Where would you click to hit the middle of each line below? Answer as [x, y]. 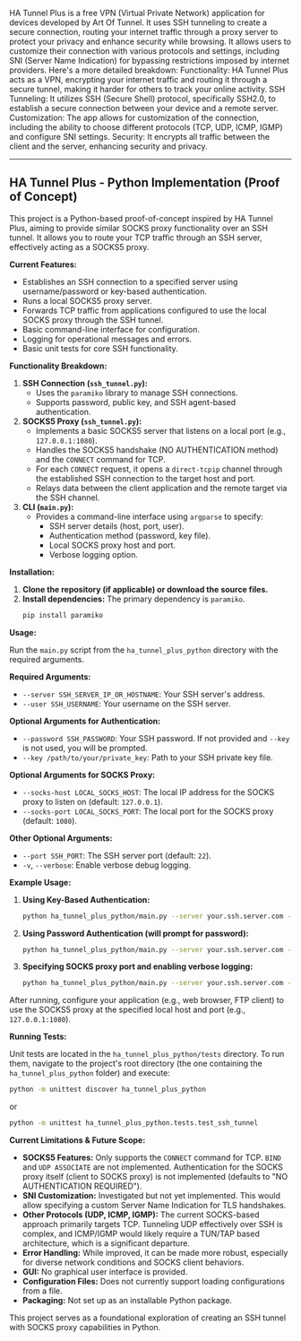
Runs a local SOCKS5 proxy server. [87, 300]
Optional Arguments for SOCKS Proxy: [82, 774]
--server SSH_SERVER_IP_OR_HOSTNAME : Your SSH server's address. [144, 694]
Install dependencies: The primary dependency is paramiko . [133, 599]
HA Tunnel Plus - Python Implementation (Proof [145, 183]
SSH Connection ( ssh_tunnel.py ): [85, 383]
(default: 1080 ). [50, 820]
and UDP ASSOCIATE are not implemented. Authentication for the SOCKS [153, 1167]
